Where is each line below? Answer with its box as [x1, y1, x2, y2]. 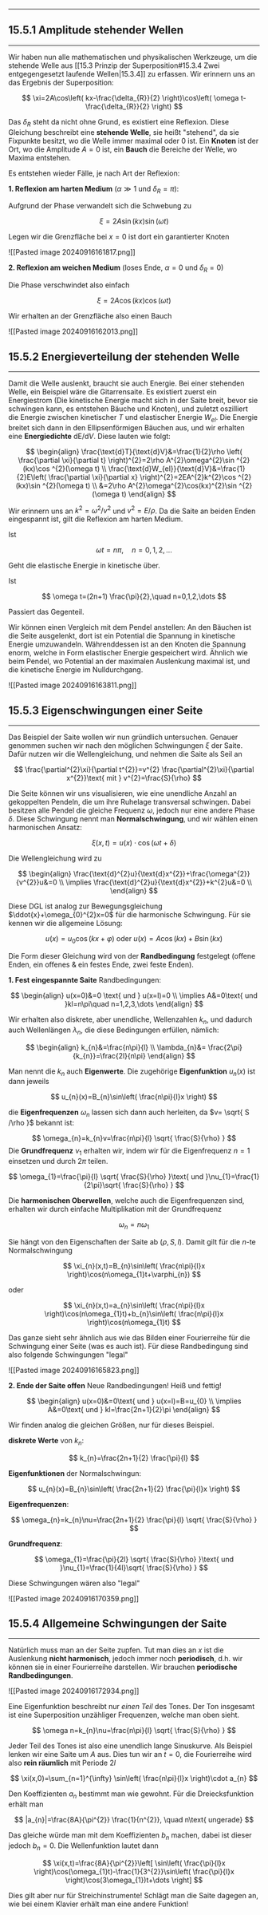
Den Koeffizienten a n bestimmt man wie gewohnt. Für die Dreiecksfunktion [8, 1789, 254, 1801]
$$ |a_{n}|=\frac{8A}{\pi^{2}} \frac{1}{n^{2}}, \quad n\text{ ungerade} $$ [14, 1815, 254, 1825]
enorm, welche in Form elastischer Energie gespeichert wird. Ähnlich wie [8, 648, 249, 658]
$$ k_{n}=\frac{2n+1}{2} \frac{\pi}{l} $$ [69, 1453, 199, 1462]
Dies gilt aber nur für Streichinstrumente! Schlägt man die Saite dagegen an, [8, 1890, 259, 1900]
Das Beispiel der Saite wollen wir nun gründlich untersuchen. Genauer [8, 732, 238, 742]
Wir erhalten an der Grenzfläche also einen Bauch [8, 311, 172, 321]
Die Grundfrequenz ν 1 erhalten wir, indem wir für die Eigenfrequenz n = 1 [8, 1146, 250, 1157]
